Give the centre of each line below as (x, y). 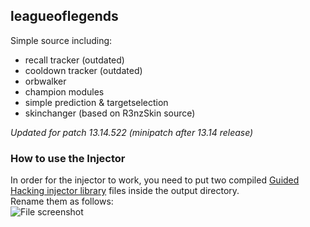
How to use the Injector (68, 158)
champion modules (64, 91)
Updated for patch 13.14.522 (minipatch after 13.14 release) (132, 132)
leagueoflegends (64, 16)
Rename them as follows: (62, 201)
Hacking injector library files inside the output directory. (125, 191)
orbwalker (45, 81)
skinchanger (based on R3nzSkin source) (110, 113)
